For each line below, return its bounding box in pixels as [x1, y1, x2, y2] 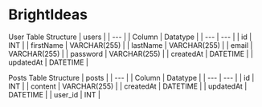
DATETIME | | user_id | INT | [8, 89, 100, 99]
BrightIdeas [8, 6, 88, 24]
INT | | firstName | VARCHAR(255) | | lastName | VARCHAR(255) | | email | [8, 40, 253, 50]
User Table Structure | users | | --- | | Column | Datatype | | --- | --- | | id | [8, 32, 252, 42]
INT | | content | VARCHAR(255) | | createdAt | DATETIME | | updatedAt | [8, 81, 248, 91]
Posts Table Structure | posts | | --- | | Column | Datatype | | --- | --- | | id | [8, 73, 255, 82]
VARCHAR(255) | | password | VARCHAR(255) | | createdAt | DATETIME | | [8, 49, 253, 58]
